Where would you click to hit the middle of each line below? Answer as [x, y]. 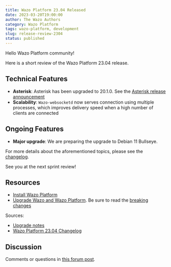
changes [22, 206]
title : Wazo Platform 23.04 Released [46, 10]
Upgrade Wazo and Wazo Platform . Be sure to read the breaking [80, 200]
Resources [23, 183]
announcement [29, 96]
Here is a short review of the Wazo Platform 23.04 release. [67, 63]
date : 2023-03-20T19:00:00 [34, 15]
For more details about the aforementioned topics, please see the [74, 151]
